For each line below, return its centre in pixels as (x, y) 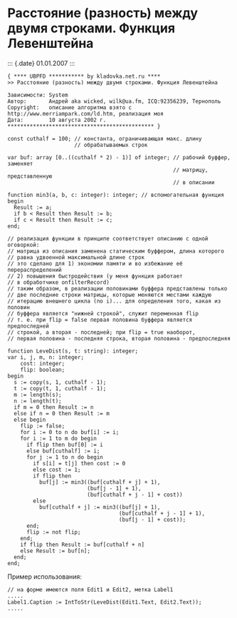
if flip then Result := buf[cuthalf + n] (82, 544)
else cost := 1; (57, 470)
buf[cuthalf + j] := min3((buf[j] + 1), (100, 507)
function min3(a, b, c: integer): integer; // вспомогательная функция (116, 195)
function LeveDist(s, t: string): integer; (73, 351)
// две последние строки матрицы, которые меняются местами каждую (110, 295)
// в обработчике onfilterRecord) (59, 282)
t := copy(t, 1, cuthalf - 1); (60, 388)
